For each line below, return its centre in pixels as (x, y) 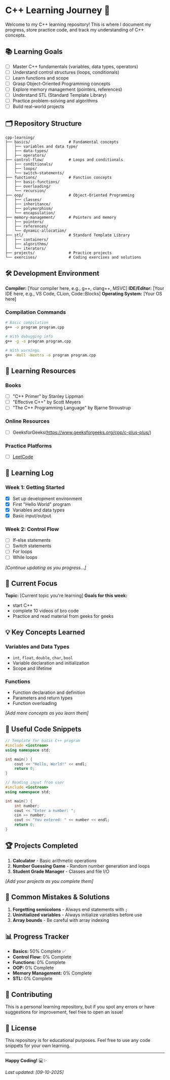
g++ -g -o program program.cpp (38, 341)
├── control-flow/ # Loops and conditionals (64, 160)
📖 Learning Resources (40, 371)
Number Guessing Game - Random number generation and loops (81, 866)
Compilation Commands (36, 312)
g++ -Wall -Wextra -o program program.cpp (51, 355)
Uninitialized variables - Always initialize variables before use (77, 915)
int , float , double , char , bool (43, 658)
